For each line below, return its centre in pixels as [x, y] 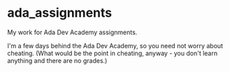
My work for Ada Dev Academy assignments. [72, 32]
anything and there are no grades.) [57, 60]
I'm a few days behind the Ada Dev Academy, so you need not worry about [115, 45]
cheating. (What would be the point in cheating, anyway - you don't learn [113, 53]
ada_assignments [60, 13]
